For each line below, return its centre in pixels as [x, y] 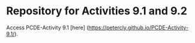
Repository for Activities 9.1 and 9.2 [97, 11]
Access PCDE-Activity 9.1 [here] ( [47, 27]
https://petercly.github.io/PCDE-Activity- [139, 27]
